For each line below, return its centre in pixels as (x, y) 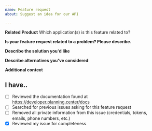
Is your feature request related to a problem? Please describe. (68, 41)
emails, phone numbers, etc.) (41, 118)
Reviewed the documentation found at (50, 97)
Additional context (24, 70)
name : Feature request (28, 9)
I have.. (16, 85)
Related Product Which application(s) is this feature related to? (68, 32)
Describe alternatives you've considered (47, 60)
